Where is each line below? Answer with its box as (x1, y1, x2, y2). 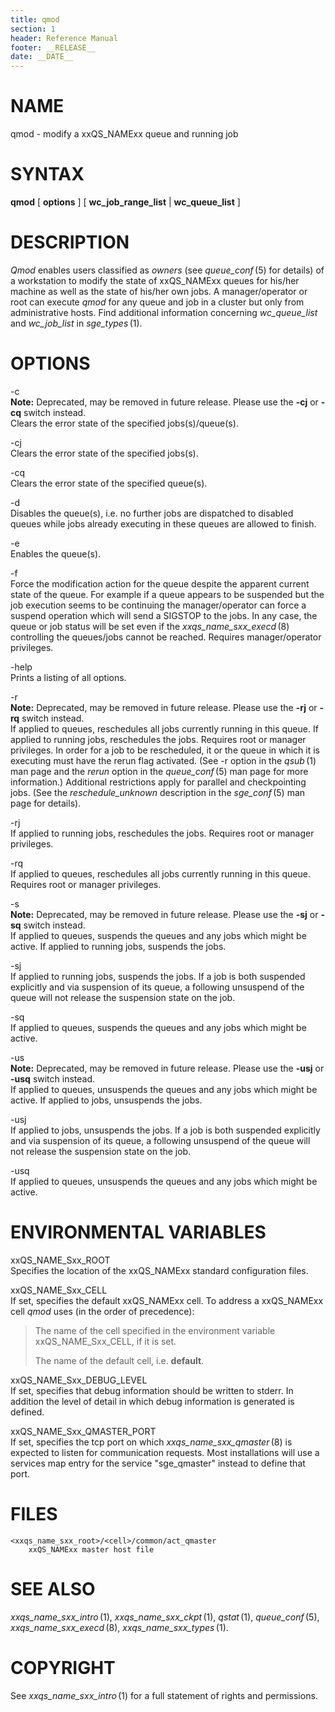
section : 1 (10, 24, 56, 34)
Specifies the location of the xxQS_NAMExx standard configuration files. (10, 1264, 309, 1276)
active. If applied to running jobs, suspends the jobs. (10, 940, 227, 952)
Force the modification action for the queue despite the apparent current (10, 577, 310, 590)
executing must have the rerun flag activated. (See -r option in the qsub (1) (10, 754, 317, 766)
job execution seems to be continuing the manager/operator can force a (10, 599, 307, 611)
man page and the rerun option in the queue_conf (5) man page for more (10, 765, 309, 777)
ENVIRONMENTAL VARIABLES (10, 1221, 267, 1244)
